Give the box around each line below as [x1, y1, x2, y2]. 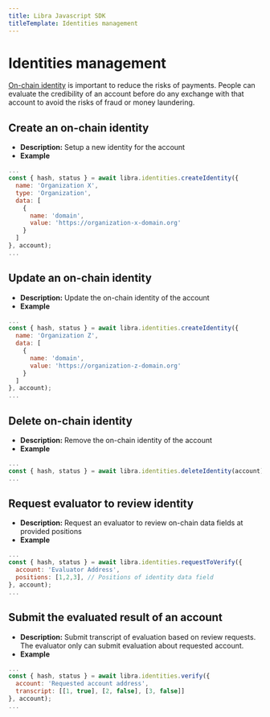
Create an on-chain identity [8, 121, 149, 135]
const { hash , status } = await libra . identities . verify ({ [8, 672, 211, 681]
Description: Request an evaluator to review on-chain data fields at [19, 518, 243, 528]
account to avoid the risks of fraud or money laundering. [8, 97, 195, 107]
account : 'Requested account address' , [15, 680, 149, 688]
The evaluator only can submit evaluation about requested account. [19, 640, 244, 650]
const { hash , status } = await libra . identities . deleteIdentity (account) [8, 466, 264, 475]
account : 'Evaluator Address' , [15, 566, 121, 574]
